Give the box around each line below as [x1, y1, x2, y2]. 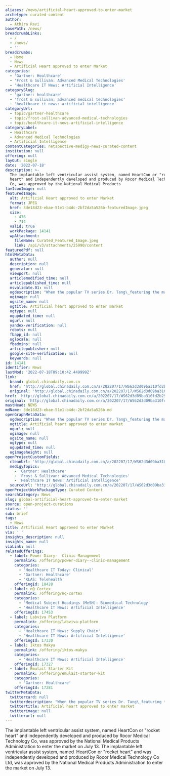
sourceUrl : [10, 483, 33, 488]
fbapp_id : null [10, 332, 42, 337]
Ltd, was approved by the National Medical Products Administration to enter [5, 759, 163, 765]
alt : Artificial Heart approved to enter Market [10, 195, 114, 200]
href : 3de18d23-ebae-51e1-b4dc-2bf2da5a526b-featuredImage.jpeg [10, 205, 148, 210]
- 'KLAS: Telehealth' [18, 577, 65, 582]
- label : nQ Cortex [10, 586, 51, 591]
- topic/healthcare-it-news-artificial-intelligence [10, 120, 123, 126]
